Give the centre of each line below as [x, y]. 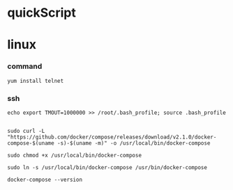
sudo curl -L [26, 131]
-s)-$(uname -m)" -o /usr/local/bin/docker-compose [134, 143]
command [25, 66]
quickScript [42, 13]
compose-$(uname [31, 143]
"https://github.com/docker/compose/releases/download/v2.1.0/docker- [112, 137]
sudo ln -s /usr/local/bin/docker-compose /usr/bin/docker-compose [107, 167]
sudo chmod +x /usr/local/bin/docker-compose [74, 155]
